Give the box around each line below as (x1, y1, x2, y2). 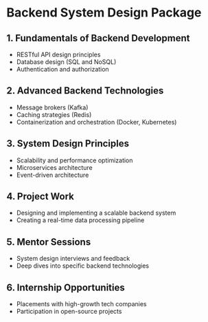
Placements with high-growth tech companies (16, 300, 147, 308)
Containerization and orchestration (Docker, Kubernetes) (16, 118, 177, 126)
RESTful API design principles (16, 50, 101, 58)
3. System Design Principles (6, 138, 130, 149)
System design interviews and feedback (16, 255, 130, 263)
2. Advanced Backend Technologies (6, 85, 164, 97)
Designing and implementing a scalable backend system (16, 208, 176, 217)
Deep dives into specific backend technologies (16, 261, 149, 270)
